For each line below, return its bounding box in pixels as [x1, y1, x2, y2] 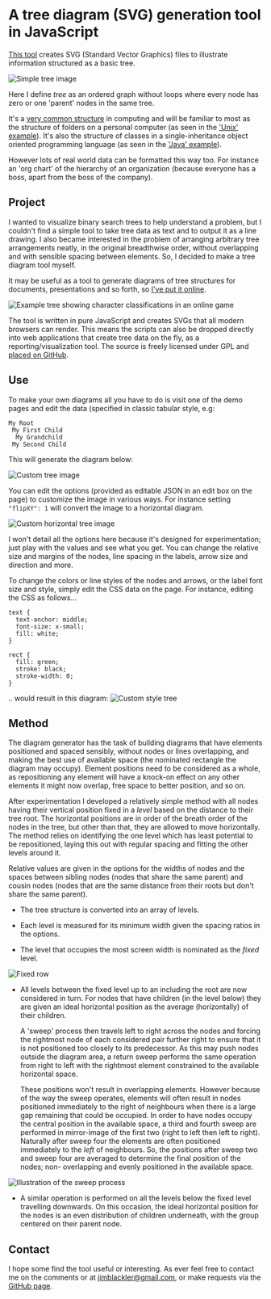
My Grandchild [15, 433, 63, 441]
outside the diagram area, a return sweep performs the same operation [19, 1052, 256, 1061]
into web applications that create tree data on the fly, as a [8, 333, 200, 343]
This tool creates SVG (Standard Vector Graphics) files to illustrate [8, 49, 228, 59]
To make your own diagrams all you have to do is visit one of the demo [8, 394, 244, 405]
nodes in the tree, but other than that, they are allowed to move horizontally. [8, 822, 261, 832]
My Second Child [11, 440, 67, 448]
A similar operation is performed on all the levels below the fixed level [19, 1193, 252, 1203]
